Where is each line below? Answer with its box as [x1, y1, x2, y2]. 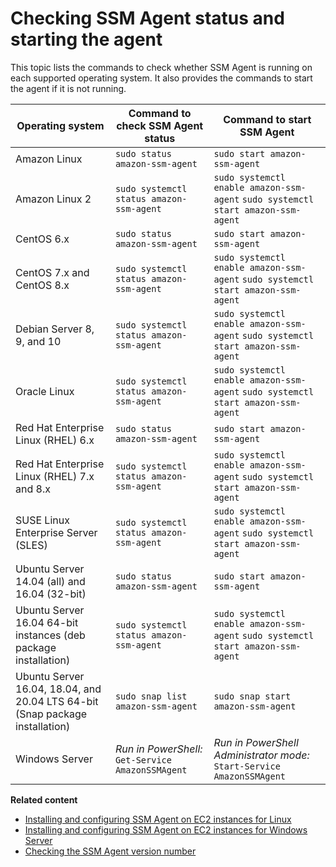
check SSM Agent [116, 118, 204, 132]
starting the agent [10, 28, 163, 51]
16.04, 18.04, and [15, 682, 102, 696]
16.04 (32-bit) [15, 587, 87, 601]
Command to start [223, 112, 312, 126]
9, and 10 [15, 334, 62, 348]
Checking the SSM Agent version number [24, 845, 197, 857]
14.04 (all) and [15, 574, 86, 588]
